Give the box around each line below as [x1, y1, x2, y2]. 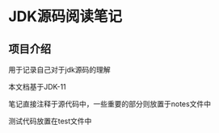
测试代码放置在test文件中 [8, 116, 92, 126]
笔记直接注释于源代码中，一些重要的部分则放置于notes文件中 [8, 99, 212, 109]
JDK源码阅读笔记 [8, 7, 123, 26]
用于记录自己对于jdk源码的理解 [8, 65, 111, 74]
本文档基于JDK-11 [8, 82, 66, 91]
